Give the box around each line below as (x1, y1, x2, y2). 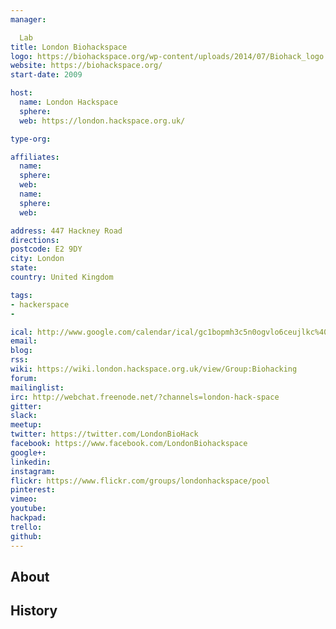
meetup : (10, 420, 43, 430)
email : (10, 336, 38, 346)
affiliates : (10, 152, 60, 162)
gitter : (10, 401, 43, 411)
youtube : (10, 504, 47, 514)
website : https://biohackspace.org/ (10, 61, 163, 71)
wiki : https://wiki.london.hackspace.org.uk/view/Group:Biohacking (10, 364, 298, 374)
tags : (10, 290, 33, 300)
